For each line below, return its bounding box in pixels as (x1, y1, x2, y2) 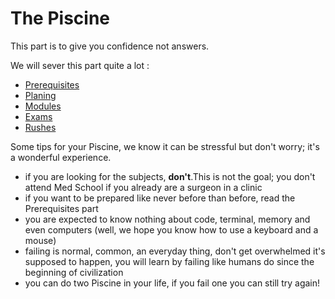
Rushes (24, 121, 57, 133)
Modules (24, 100, 62, 112)
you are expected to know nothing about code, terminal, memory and (24, 213, 311, 225)
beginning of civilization (24, 266, 124, 278)
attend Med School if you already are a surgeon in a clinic (24, 181, 263, 193)
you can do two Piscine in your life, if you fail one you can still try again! (24, 277, 321, 289)
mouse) (24, 234, 57, 246)
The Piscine (10, 7, 111, 30)
